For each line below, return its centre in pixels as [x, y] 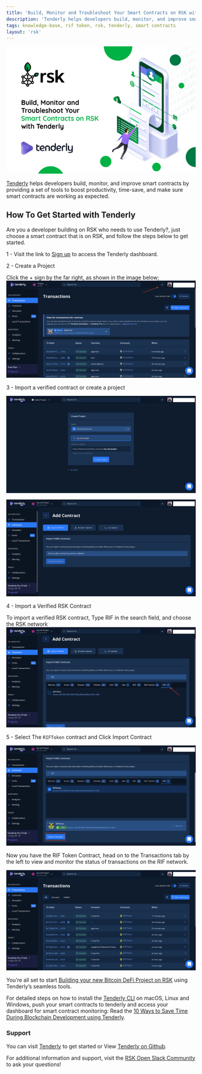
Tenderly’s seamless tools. [39, 987]
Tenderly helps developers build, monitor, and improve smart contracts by [98, 183]
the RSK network [27, 624]
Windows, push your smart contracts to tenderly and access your [87, 1005]
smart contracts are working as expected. [58, 196]
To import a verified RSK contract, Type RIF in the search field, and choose [99, 617]
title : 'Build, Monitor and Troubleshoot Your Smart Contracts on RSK [96, 13]
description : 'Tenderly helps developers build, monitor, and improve [96, 19]
